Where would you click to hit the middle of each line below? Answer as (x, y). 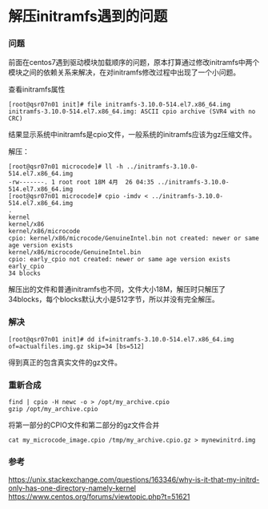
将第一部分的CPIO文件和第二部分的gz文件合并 (84, 425)
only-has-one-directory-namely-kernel (72, 488)
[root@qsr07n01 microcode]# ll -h (66, 167)
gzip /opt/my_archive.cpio (53, 410)
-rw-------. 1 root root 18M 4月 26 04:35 (81, 182)
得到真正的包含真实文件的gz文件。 (65, 362)
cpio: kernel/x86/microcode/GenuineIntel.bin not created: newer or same (134, 238)
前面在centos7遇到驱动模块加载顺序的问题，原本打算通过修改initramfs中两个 (134, 63)
